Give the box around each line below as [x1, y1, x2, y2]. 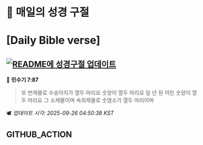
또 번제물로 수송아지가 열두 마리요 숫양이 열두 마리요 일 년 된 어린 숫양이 [21, 89, 191, 97]
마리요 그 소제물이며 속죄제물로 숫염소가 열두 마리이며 [27, 97, 155, 104]
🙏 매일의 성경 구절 [6, 5, 90, 19]
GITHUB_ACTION [6, 129, 73, 140]
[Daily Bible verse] [6, 34, 101, 47]
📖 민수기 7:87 [6, 76, 39, 83]
